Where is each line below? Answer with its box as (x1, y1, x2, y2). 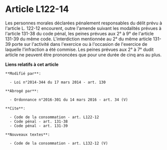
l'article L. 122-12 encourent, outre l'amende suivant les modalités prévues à (5, 25, 162, 31)
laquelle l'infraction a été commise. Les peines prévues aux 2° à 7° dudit (5, 46, 154, 52)
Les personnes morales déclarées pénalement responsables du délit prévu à (5, 20, 163, 26)
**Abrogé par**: (5, 88, 39, 93)
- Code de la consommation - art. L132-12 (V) (9, 141, 108, 146)
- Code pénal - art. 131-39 (9, 123, 68, 128)
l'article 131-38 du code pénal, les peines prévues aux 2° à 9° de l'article (5, 30, 154, 36)
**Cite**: (5, 106, 26, 111)
